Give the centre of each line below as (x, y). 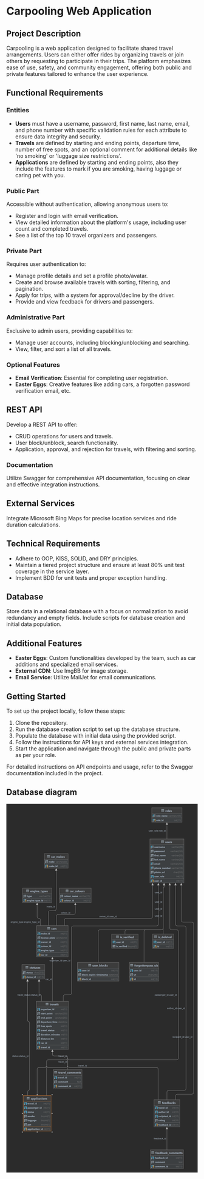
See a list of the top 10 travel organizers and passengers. (86, 235)
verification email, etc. (43, 390)
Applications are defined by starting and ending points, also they (97, 162)
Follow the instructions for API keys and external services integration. (102, 742)
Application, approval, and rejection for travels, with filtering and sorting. (106, 449)
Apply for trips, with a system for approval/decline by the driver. (95, 295)
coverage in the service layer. (52, 571)
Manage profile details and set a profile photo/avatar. (81, 276)
